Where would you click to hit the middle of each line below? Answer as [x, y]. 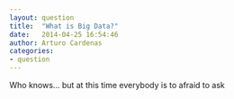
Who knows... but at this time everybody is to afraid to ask [117, 85]
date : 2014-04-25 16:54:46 [64, 34]
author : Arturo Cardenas [56, 43]
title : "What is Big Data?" [64, 26]
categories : [31, 51]
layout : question [42, 18]
